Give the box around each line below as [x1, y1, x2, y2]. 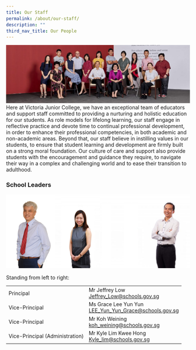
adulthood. [6, 166, 32, 173]
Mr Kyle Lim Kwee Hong [88, 330, 146, 337]
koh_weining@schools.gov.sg [88, 321, 160, 328]
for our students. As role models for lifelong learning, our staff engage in [6, 116, 180, 123]
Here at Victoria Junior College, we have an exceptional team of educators [6, 104, 185, 111]
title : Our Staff [6, 9, 48, 15]
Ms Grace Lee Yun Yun [88, 301, 144, 308]
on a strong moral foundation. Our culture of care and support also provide [6, 147, 185, 155]
